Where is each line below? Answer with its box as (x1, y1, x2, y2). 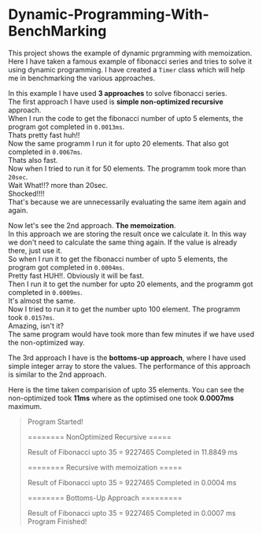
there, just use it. (8, 245, 63, 255)
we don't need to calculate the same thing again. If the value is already (8, 238, 238, 247)
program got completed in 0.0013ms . (8, 122, 125, 131)
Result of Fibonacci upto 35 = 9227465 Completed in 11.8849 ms (27, 447, 238, 457)
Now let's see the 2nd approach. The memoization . (8, 220, 176, 230)
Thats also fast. (8, 155, 58, 164)
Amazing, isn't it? (8, 321, 65, 330)
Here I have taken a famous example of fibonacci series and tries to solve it (8, 57, 253, 66)
